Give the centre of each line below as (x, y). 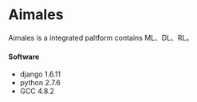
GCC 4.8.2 (37, 91)
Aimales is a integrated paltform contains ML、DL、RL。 (101, 37)
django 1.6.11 (40, 74)
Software (24, 57)
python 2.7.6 (40, 83)
